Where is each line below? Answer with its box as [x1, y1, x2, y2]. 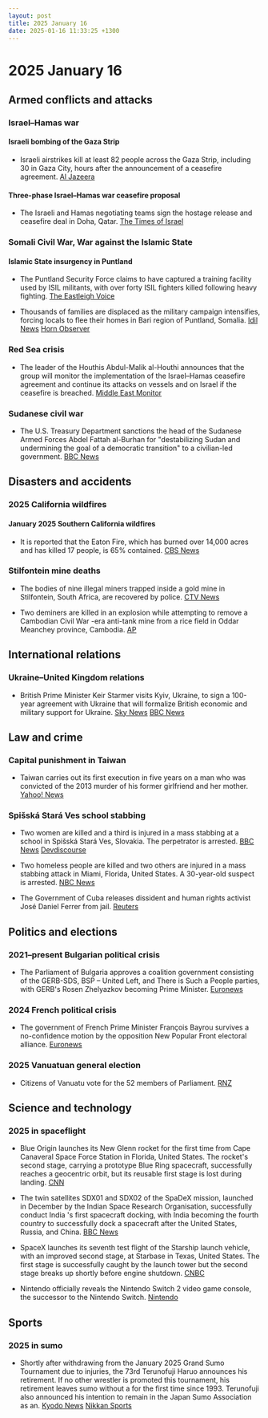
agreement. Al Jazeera [19, 172, 95, 181]
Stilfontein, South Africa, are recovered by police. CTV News [19, 591, 220, 602]
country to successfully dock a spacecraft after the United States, [19, 1219, 238, 1229]
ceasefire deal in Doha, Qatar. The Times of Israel [19, 217, 184, 226]
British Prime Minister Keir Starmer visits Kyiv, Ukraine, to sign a [19, 690, 230, 700]
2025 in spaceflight [8, 1125, 86, 1136]
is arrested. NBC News [19, 878, 95, 888]
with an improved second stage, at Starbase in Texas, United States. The [19, 1251, 260, 1261]
